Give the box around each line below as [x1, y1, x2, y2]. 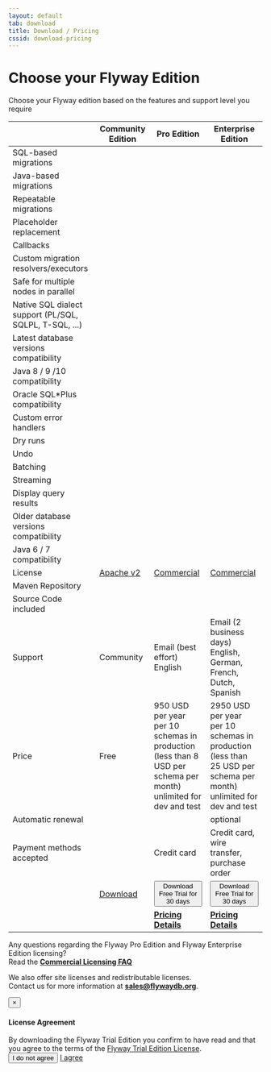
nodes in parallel [12, 286, 75, 297]
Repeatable [12, 193, 56, 205]
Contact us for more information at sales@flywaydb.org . [8, 981, 199, 991]
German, [210, 657, 244, 668]
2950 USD [210, 700, 251, 712]
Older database [12, 511, 71, 522]
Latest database [12, 332, 74, 343]
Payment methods [12, 842, 82, 854]
